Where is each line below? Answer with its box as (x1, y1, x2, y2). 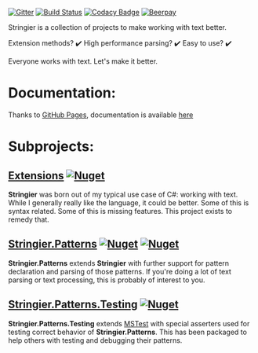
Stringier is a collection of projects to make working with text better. (8, 23, 227, 31)
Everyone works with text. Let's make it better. (8, 57, 158, 66)
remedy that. (8, 215, 49, 224)
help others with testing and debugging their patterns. (8, 335, 183, 345)
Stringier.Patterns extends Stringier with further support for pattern (8, 258, 230, 267)
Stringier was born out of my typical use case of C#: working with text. (8, 189, 238, 199)
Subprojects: (8, 138, 94, 156)
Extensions (8, 169, 64, 182)
